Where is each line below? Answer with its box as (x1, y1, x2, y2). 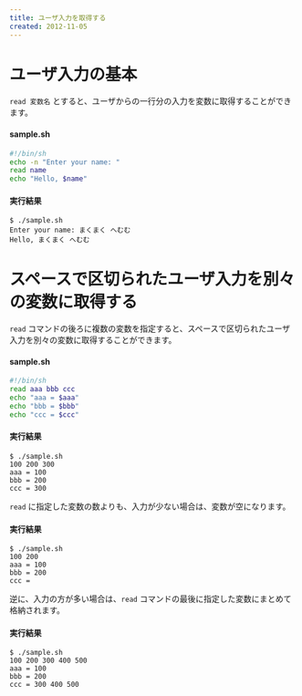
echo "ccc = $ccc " (9, 410, 79, 420)
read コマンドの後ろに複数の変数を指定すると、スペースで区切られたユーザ (9, 323, 291, 334)
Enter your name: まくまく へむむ (9, 225, 131, 235)
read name (9, 166, 47, 175)
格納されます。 (9, 605, 66, 616)
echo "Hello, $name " (9, 174, 89, 183)
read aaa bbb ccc (9, 385, 76, 394)
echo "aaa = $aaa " (9, 393, 79, 402)
